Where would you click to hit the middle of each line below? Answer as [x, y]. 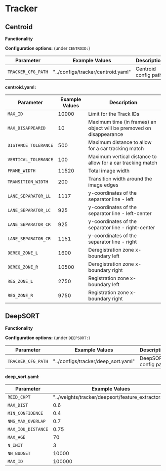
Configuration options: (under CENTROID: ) [48, 48]
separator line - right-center [122, 228]
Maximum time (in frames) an [122, 122]
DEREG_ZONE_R [23, 267]
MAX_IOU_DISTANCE [28, 429]
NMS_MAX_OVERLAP [27, 421]
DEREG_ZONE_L [23, 253]
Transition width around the [120, 179]
